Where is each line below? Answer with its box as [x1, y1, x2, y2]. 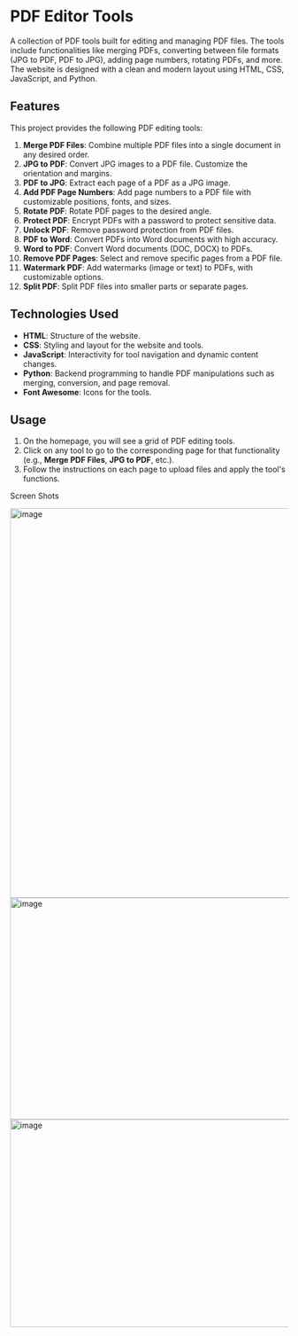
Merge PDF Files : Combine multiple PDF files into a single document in [22, 139, 281, 150]
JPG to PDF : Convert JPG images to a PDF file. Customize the [22, 158, 248, 169]
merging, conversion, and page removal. [22, 377, 171, 387]
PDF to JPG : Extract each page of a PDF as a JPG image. [22, 177, 231, 188]
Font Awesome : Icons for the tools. [22, 387, 152, 397]
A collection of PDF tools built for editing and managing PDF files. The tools [10, 35, 285, 46]
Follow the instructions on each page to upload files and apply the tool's [22, 464, 287, 475]
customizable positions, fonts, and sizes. [22, 196, 172, 207]
